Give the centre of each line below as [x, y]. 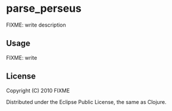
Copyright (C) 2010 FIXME [38, 90]
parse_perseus [44, 9]
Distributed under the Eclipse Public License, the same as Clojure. [86, 102]
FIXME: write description [36, 25]
